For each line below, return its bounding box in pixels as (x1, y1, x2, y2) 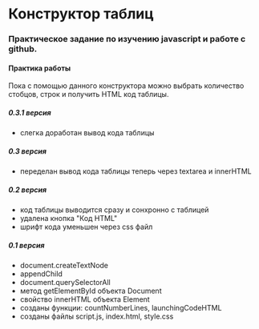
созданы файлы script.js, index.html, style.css (19, 311, 174, 321)
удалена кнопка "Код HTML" (19, 214, 118, 223)
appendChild (19, 269, 63, 279)
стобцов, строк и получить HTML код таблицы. (8, 90, 169, 99)
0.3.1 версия (8, 107, 52, 117)
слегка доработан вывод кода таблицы (19, 128, 155, 138)
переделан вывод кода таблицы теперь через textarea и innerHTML (19, 167, 252, 176)
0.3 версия (8, 146, 47, 156)
